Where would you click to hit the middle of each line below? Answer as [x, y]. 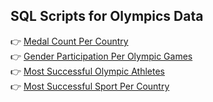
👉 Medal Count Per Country [69, 41]
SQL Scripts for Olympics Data [107, 16]
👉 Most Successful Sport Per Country [90, 86]
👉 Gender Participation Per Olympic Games [101, 56]
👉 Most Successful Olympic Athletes [87, 71]
